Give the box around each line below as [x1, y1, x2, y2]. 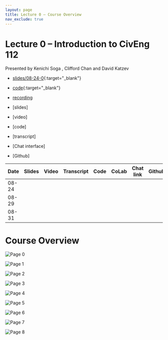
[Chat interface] [12, 143, 45, 149]
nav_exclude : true [5, 17, 43, 22]
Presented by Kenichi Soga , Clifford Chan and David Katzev [5, 66, 129, 72]
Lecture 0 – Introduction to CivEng [5, 38, 150, 50]
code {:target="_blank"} [12, 85, 61, 91]
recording [12, 95, 33, 101]
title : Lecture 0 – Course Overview [5, 12, 81, 17]
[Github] [12, 153, 30, 159]
